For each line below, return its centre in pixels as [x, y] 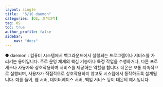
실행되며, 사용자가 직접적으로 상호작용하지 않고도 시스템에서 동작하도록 [77, 73]
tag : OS [13, 23]
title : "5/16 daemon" [28, 14]
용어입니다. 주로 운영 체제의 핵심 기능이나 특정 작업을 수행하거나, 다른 [83, 61]
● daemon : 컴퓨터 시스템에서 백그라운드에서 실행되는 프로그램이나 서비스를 [77, 55]
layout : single [20, 9]
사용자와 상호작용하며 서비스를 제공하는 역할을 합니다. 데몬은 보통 [80, 67]
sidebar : [14, 37]
